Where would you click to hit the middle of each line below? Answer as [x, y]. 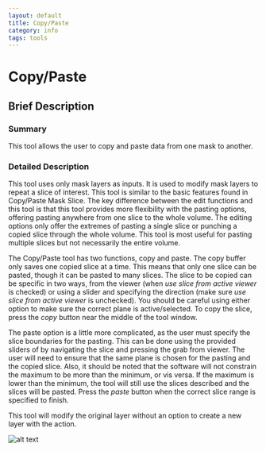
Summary [28, 129]
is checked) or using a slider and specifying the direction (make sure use [127, 292]
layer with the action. [42, 424]
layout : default [35, 15]
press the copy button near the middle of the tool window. [103, 318]
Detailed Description [49, 167]
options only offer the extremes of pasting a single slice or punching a [123, 226]
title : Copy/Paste [39, 23]
